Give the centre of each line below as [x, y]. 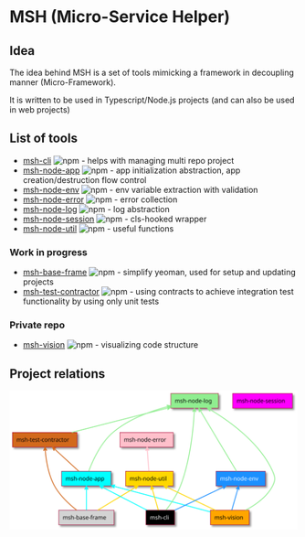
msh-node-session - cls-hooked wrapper [115, 219]
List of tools [43, 139]
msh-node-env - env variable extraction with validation [140, 189]
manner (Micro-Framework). [63, 82]
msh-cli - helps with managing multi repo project [128, 160]
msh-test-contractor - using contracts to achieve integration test [158, 292]
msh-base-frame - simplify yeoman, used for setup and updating [159, 273]
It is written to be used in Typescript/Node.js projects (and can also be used [152, 100]
